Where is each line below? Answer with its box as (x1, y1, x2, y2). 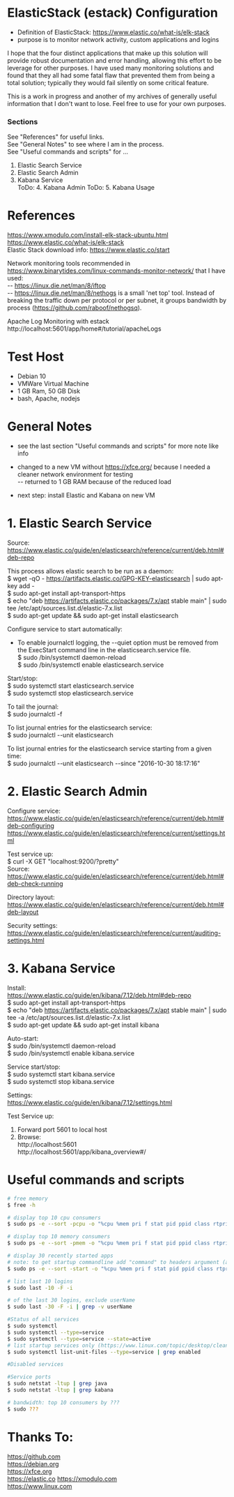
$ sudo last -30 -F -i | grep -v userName (7, 1303, 132, 1311)
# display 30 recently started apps (7, 1252, 114, 1260)
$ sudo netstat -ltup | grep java (7, 1380, 108, 1387)
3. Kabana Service (7, 961, 116, 977)
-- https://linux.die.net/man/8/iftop (7, 281, 107, 290)
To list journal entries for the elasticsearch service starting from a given (7, 744, 212, 753)
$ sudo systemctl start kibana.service (7, 1069, 116, 1078)
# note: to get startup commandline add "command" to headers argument (7, 1258, 219, 1265)
